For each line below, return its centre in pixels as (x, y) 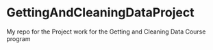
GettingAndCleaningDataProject (100, 13)
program (18, 38)
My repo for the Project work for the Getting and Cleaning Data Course (106, 32)
